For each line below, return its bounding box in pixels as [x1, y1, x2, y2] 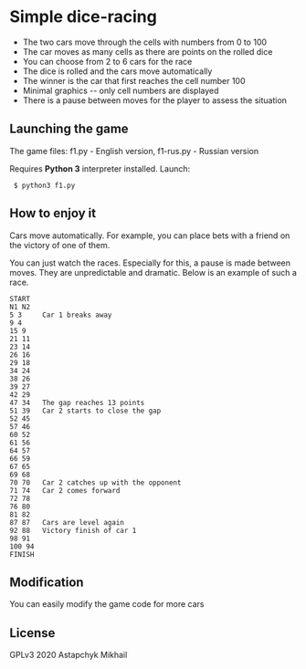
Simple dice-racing [9, 6, 157, 27]
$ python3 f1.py [13, 181, 76, 190]
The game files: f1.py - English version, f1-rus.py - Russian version [9, 145, 259, 156]
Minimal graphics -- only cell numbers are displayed [22, 85, 219, 96]
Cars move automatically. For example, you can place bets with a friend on [9, 230, 290, 241]
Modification [9, 574, 84, 590]
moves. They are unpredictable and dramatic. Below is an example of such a [9, 267, 297, 277]
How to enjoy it [9, 205, 97, 221]
